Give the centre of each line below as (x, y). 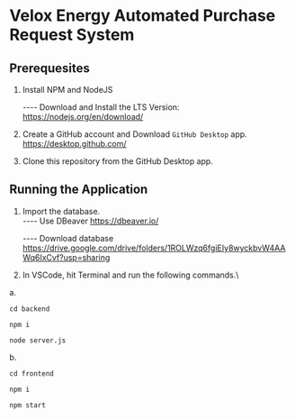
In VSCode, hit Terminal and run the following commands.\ (130, 275)
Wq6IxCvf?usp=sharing (66, 257)
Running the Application (79, 190)
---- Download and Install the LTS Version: (101, 107)
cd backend (30, 309)
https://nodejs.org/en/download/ (83, 117)
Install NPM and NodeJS (67, 90)
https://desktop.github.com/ (74, 144)
